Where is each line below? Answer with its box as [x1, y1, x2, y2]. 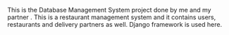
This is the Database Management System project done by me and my [7, 6, 211, 14]
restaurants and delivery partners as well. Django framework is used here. [7, 21, 223, 28]
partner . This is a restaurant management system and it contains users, [7, 13, 216, 21]
